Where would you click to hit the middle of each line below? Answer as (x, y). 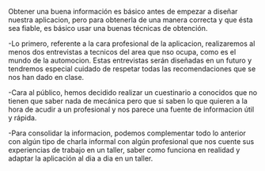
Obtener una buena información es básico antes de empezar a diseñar (123, 11)
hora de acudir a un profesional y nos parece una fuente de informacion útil (131, 109)
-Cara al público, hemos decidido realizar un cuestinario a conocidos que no (133, 93)
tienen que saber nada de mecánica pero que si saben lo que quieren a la (128, 101)
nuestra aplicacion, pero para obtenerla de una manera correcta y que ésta (131, 20)
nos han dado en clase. (46, 77)
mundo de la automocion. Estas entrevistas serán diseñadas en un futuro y (130, 60)
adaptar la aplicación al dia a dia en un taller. (81, 158)
